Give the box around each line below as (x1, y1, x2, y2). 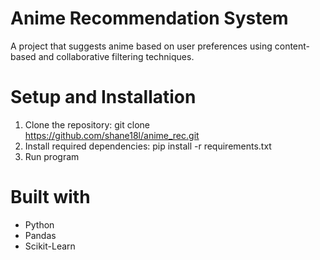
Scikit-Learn (24, 240, 76, 252)
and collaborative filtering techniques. (38, 50, 195, 62)
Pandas (24, 229, 57, 241)
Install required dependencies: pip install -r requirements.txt (24, 140, 272, 152)
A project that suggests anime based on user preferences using (10, 40, 273, 52)
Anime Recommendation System (10, 7, 289, 30)
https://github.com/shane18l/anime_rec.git (24, 129, 200, 141)
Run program (24, 150, 80, 162)
